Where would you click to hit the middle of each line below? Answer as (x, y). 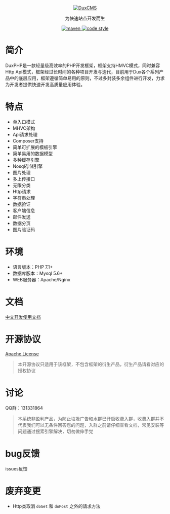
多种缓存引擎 (26, 160)
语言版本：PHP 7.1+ (33, 267)
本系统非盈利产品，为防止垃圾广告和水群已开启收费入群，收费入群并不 (91, 419)
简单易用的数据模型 (33, 153)
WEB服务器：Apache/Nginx (41, 279)
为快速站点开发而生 (85, 18)
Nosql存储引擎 (28, 166)
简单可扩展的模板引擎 (35, 147)
